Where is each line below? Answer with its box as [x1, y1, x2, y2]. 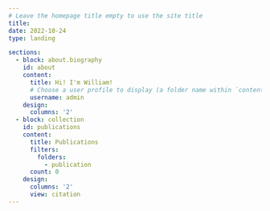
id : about [22, 63, 56, 72]
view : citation [29, 190, 81, 198]
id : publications [22, 124, 81, 132]
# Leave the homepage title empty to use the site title [8, 11, 203, 20]
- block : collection [15, 116, 84, 124]
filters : [29, 145, 59, 153]
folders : [37, 153, 67, 161]
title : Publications [29, 138, 99, 146]
